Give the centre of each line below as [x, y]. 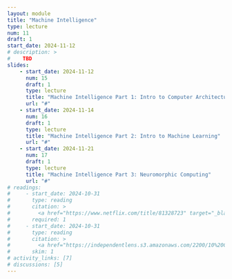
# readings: [24, 188]
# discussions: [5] [35, 264]
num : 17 [37, 155]
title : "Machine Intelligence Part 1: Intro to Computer [109, 98]
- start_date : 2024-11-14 [57, 110]
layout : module [29, 13]
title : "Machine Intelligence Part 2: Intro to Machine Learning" [123, 136]
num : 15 [37, 78]
